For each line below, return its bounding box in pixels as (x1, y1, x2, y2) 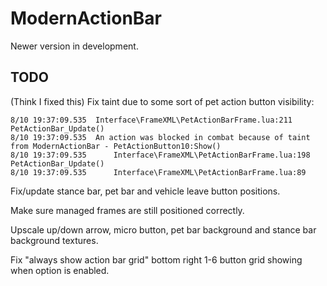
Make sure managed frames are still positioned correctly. (10, 204, 245, 216)
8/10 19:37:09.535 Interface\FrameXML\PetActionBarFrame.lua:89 (10, 167, 307, 177)
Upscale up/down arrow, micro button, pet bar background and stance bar (10, 223, 317, 236)
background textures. (10, 234, 99, 246)
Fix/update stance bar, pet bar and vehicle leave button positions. (10, 185, 281, 197)
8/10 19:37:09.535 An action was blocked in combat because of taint (10, 132, 311, 142)
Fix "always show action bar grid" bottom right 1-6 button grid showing (10, 253, 303, 266)
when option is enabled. (10, 264, 110, 276)
